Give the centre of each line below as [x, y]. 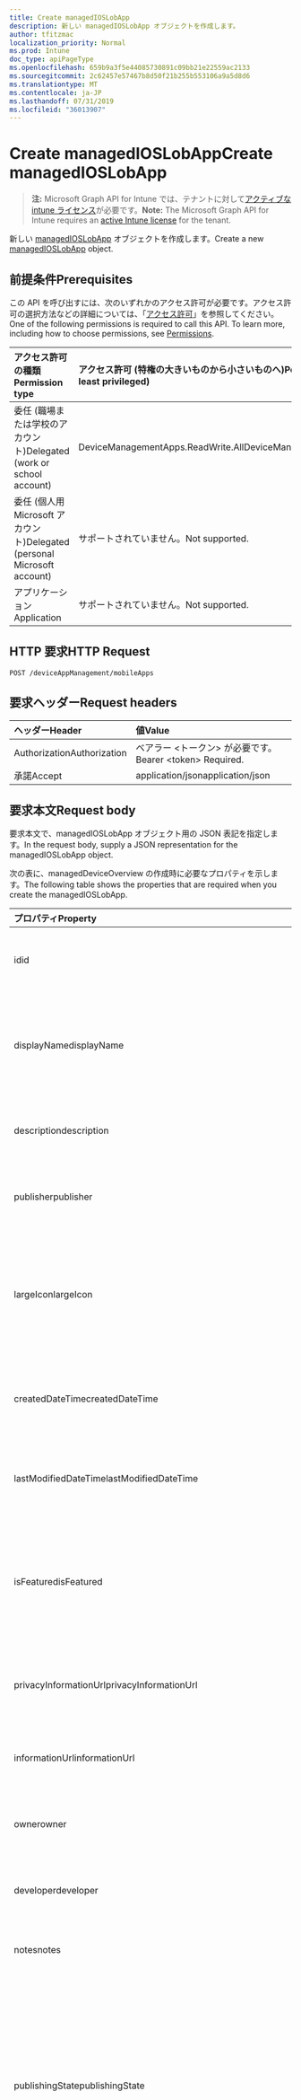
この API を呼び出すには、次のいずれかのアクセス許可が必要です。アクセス [146, 303]
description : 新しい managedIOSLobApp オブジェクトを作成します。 [125, 26]
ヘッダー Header [48, 730]
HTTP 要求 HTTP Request [80, 652]
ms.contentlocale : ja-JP [56, 92]
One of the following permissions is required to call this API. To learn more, [147, 324]
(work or [32, 463]
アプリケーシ [41, 592]
